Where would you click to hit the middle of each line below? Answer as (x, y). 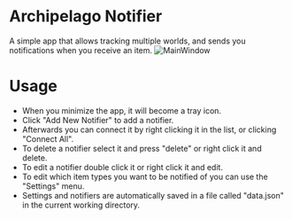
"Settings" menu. (53, 186)
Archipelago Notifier (86, 16)
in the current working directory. (81, 205)
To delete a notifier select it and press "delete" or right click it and (142, 148)
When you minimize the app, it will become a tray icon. (122, 110)
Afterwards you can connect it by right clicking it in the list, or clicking (149, 129)
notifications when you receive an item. (81, 50)
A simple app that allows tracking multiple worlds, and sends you (127, 41)
